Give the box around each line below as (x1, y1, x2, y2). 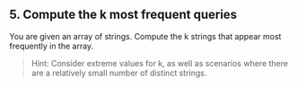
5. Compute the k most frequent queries (9, 7, 238, 22)
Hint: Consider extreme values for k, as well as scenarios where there (31, 57, 289, 68)
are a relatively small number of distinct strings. (31, 67, 207, 78)
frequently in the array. (9, 40, 94, 51)
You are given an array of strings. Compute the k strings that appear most (9, 30, 282, 41)
